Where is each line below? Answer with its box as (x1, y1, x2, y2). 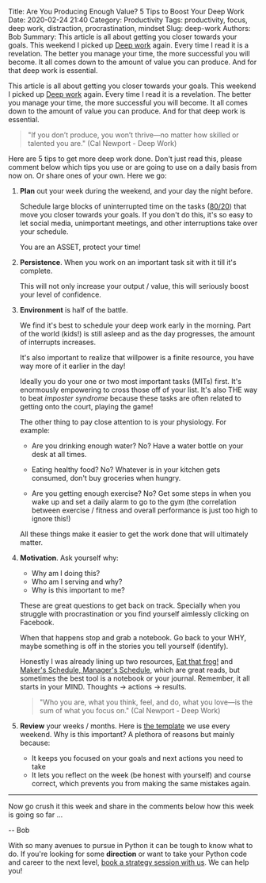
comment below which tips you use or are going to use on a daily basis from (8, 163, 257, 171)
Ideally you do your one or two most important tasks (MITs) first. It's (19, 377, 241, 386)
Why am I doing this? (31, 569, 101, 578)
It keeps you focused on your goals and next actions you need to (31, 754, 244, 762)
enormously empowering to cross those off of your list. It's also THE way (19, 385, 258, 394)
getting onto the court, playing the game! (19, 402, 154, 411)
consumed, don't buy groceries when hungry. (31, 474, 181, 482)
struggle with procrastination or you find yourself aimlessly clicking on (19, 609, 249, 618)
